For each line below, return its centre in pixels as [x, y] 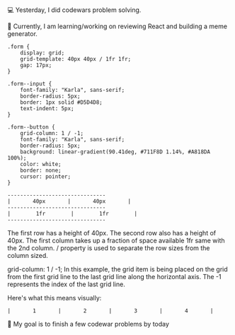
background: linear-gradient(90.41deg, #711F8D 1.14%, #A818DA [115, 152]
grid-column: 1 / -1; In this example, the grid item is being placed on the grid [117, 269]
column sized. [28, 255]
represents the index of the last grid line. [66, 284]
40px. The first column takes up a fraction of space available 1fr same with [116, 240]
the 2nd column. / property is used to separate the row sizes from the [109, 248]
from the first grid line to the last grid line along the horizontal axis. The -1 [114, 277]
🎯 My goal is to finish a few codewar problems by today [88, 324]
